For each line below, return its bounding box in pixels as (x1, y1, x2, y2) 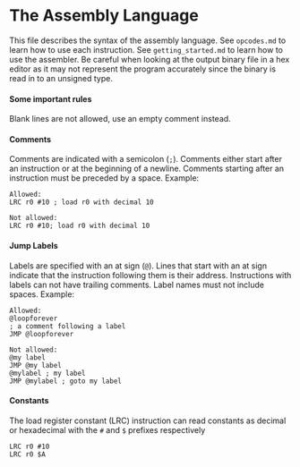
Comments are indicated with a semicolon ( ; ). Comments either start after (9, 154, 282, 165)
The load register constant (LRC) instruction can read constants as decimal (9, 415, 287, 426)
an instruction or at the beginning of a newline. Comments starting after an (9, 163, 285, 174)
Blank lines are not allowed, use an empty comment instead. (9, 114, 231, 124)
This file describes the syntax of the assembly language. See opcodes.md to (9, 35, 287, 46)
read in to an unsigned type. (9, 72, 114, 83)
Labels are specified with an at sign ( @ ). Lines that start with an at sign (9, 260, 267, 271)
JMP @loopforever (9, 329, 74, 338)
